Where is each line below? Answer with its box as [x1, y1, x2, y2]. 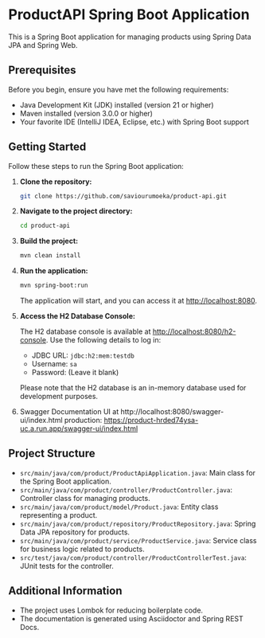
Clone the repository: [19, 177, 92, 186]
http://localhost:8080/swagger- [120, 407, 224, 417]
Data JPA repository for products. [19, 527, 130, 537]
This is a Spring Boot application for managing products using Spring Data [8, 32, 252, 41]
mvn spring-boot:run [19, 281, 88, 290]
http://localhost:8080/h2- [152, 327, 236, 336]
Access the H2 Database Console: [19, 311, 135, 321]
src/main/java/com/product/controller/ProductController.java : [19, 484, 233, 495]
